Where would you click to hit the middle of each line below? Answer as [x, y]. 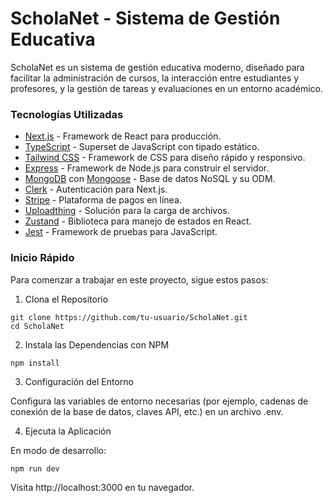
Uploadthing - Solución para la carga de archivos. [127, 211]
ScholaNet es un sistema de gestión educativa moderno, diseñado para [157, 67]
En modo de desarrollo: [58, 450]
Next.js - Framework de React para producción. [123, 136]
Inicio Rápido [42, 258]
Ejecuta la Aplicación [68, 431]
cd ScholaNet [37, 326]
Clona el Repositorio [66, 299]
